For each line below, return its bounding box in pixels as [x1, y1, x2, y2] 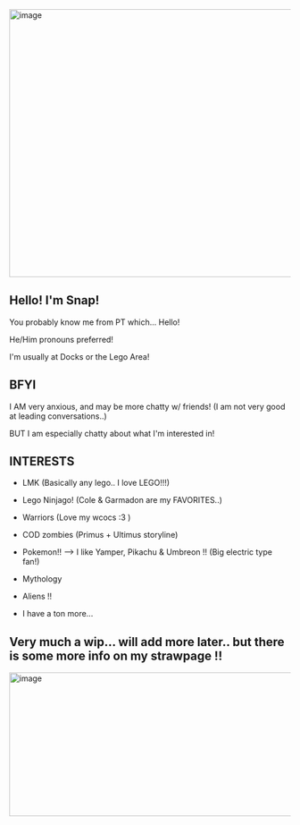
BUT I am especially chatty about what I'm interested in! [9, 428, 215, 438]
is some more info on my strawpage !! [9, 648, 223, 663]
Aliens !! [21, 591, 53, 602]
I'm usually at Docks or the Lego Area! [9, 351, 150, 361]
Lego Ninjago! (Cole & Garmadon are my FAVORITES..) [21, 495, 223, 506]
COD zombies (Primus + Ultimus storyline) [21, 530, 179, 540]
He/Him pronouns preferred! [9, 334, 114, 344]
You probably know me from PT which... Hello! [9, 317, 180, 327]
